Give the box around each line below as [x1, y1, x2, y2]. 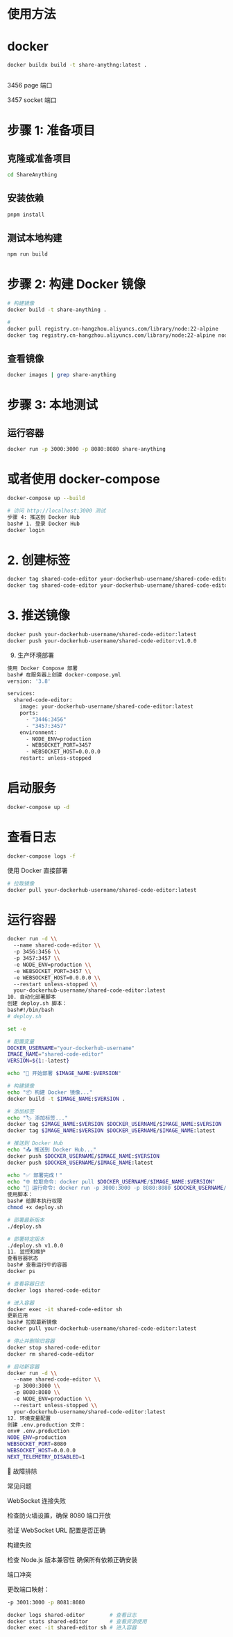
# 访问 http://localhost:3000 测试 [7, 507, 106, 514]
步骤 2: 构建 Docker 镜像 [7, 276, 146, 292]
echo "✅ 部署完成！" [7, 1172, 62, 1179]
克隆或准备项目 [7, 152, 71, 164]
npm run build [7, 251, 49, 258]
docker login [7, 526, 45, 533]
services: [7, 690, 36, 697]
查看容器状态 [7, 1255, 39, 1262]
